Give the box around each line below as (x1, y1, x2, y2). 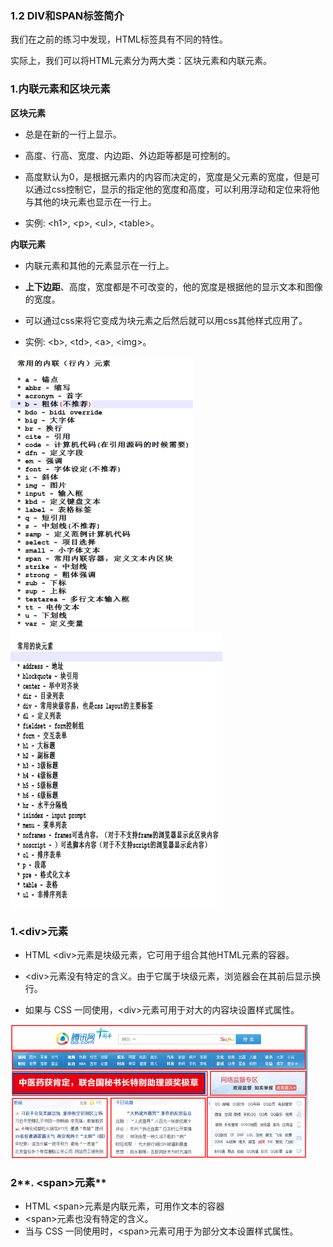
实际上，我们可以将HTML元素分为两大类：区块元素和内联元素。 (10, 55, 273, 67)
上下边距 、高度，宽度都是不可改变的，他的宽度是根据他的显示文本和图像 (24, 280, 323, 292)
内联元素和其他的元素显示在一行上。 (24, 259, 175, 271)
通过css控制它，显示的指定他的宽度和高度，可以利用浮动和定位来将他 (33, 183, 320, 195)
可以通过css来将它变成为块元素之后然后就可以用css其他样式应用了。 (24, 314, 308, 326)
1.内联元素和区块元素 (10, 82, 111, 96)
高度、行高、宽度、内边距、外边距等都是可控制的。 (24, 149, 236, 161)
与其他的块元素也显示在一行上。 (24, 195, 157, 207)
